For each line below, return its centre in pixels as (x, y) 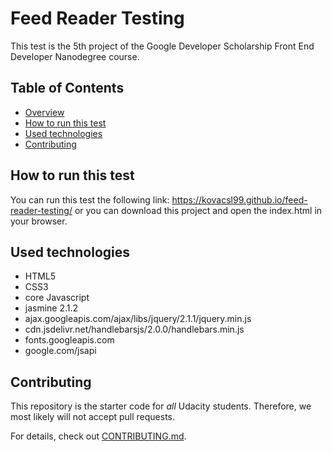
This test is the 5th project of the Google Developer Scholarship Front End (162, 46)
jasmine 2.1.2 (51, 308)
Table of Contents (67, 88)
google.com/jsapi (60, 351)
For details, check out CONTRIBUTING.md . (98, 436)
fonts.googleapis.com (69, 340)
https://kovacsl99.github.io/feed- (239, 199)
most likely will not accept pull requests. (93, 417)
